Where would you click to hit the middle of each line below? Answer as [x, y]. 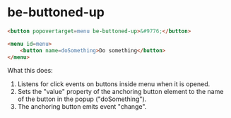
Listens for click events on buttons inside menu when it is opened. [114, 84]
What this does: [30, 71]
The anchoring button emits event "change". [82, 107]
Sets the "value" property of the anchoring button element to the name [120, 92]
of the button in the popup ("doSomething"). [82, 99]
